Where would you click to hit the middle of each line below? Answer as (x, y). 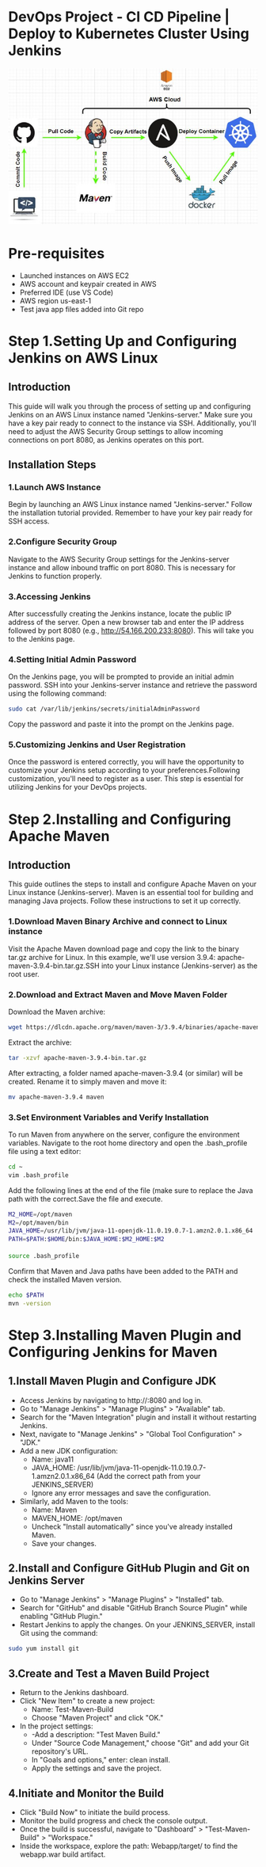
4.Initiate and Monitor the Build (86, 1793)
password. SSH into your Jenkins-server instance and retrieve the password (133, 685)
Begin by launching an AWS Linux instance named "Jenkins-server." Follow (130, 505)
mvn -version (30, 1303)
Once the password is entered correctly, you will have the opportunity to (126, 762)
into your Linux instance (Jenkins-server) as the (180, 966)
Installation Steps (52, 465)
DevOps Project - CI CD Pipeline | (119, 17)
